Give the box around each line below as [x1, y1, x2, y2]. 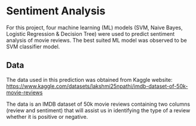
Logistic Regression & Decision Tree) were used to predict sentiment [6, 30, 175, 37]
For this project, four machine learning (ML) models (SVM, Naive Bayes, [6, 24, 183, 31]
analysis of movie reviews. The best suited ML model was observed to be [6, 36, 187, 44]
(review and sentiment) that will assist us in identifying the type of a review [6, 106, 191, 114]
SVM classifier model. [6, 43, 60, 50]
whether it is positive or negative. [6, 113, 88, 120]
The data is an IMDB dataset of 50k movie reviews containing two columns [6, 100, 190, 107]
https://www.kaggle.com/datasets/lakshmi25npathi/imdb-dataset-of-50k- [6, 82, 188, 90]
